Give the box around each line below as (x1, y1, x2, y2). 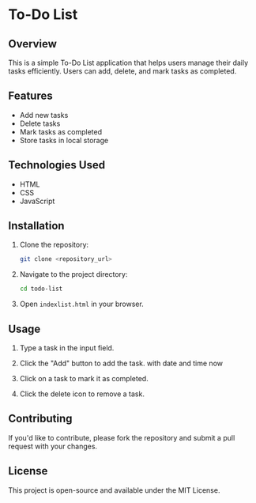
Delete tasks (19, 119, 61, 128)
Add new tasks (19, 110, 69, 119)
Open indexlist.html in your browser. (19, 299, 144, 309)
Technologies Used (8, 158, 105, 172)
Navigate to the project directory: (19, 270, 128, 279)
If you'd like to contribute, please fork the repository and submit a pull (8, 433, 235, 442)
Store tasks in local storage (19, 135, 109, 145)
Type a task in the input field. (19, 343, 115, 353)
